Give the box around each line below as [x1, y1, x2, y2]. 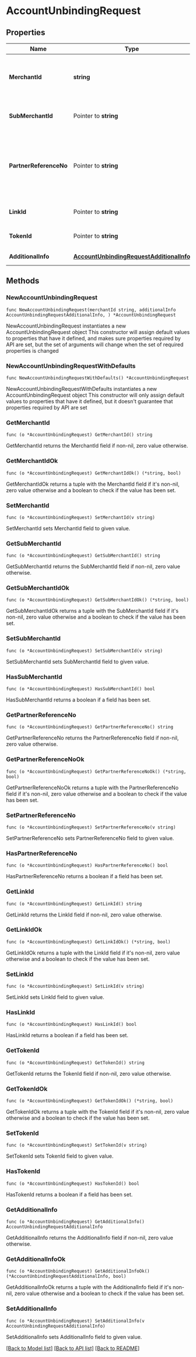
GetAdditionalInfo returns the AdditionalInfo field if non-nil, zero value [6, 1234, 173, 1241]
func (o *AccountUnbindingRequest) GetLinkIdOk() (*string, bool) [6, 939, 171, 945]
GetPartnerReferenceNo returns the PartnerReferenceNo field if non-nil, [6, 734, 179, 742]
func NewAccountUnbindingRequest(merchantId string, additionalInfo [6, 306, 176, 313]
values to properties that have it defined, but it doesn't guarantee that [6, 397, 173, 405]
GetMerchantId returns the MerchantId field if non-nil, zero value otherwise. [6, 442, 188, 449]
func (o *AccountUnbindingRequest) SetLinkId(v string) [6, 983, 145, 990]
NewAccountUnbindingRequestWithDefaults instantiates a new [6, 385, 157, 392]
